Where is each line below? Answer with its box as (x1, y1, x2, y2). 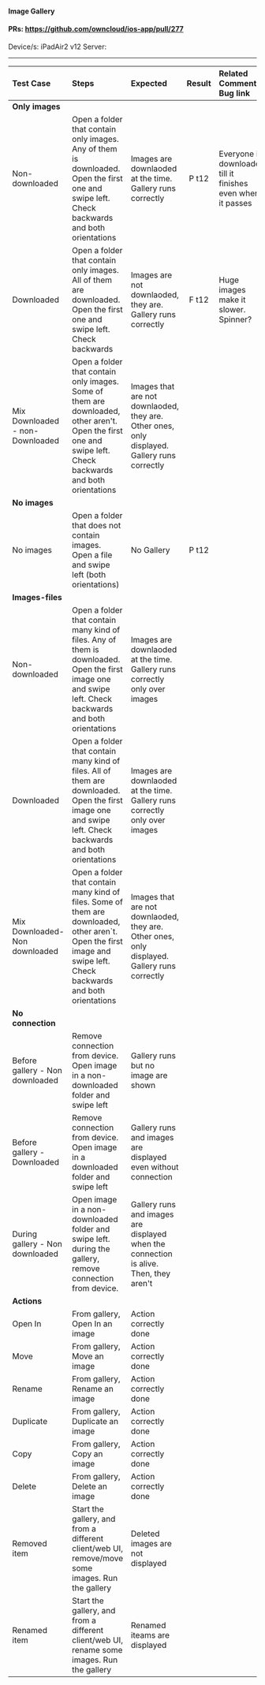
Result (186, 77, 211, 88)
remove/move (72, 1553, 124, 1564)
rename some (72, 1644, 123, 1655)
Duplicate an (72, 1415, 119, 1426)
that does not (72, 520, 121, 531)
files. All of (72, 765, 111, 776)
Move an (72, 1351, 104, 1362)
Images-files (12, 591, 62, 602)
